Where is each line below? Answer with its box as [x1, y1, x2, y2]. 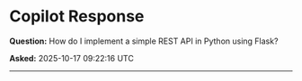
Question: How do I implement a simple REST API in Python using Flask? [9, 36, 279, 46]
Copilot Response [9, 6, 145, 27]
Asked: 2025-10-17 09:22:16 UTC [9, 53, 135, 63]
